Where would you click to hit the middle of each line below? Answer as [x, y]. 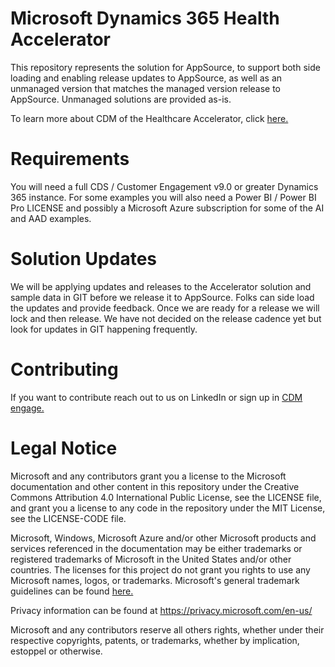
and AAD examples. [51, 218]
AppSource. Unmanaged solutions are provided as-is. [121, 99]
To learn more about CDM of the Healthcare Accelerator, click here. [149, 118]
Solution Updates [83, 259]
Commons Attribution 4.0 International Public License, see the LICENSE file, [166, 497]
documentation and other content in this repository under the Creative [155, 486]
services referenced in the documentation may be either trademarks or [156, 548]
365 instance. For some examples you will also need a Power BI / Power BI [163, 197]
